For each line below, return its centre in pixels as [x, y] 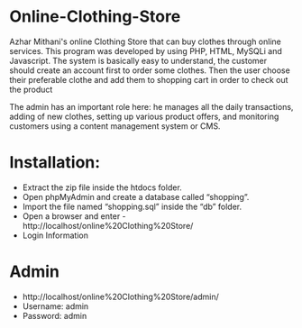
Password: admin [55, 315]
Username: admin [55, 306]
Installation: [55, 163]
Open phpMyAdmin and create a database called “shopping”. [136, 196]
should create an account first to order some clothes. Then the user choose [150, 70]
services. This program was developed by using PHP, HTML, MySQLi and [146, 50]
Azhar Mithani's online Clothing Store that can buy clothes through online [145, 41]
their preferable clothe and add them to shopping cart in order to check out [149, 79]
